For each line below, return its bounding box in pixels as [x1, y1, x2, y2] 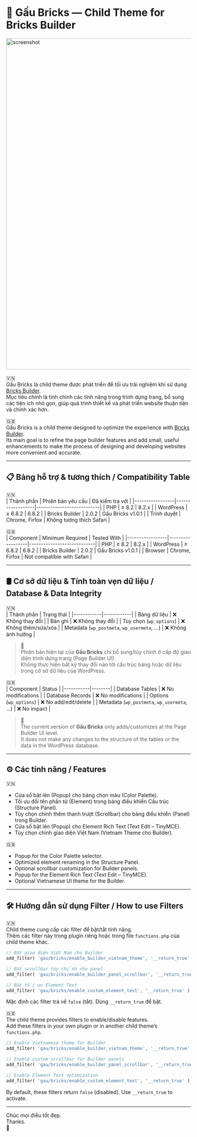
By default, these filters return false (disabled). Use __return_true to [6, 1088, 173, 1095]
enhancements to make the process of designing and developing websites [6, 442, 186, 450]
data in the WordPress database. [20, 742, 100, 749]
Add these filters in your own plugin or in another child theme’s [6, 1022, 158, 1030]
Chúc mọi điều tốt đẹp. [6, 1112, 62, 1119]
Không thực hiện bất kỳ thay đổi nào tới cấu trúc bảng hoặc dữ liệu [20, 661, 182, 668]
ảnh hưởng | [6, 631, 35, 638]
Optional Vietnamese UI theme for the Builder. [14, 877, 125, 884]
